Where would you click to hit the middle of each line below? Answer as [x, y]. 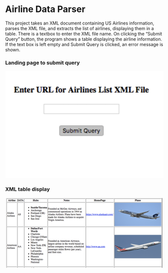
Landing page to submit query [43, 63]
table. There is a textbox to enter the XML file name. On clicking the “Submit [84, 34]
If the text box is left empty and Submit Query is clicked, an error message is [84, 44]
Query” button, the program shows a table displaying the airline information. [83, 39]
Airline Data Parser [45, 9]
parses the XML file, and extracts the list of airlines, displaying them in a [79, 28]
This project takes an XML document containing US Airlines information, [80, 23]
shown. [13, 50]
